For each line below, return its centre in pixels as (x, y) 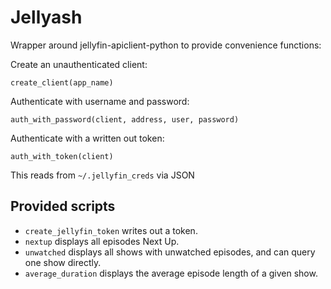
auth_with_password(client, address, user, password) (125, 119)
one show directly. (63, 262)
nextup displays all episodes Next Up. (102, 241)
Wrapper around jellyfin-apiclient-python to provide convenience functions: (166, 45)
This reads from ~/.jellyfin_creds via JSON (102, 175)
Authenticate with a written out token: (87, 138)
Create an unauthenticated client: (79, 64)
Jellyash (46, 17)
